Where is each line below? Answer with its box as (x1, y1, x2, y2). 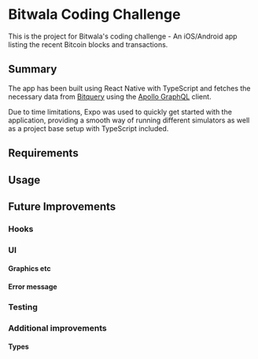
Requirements (8, 147, 79, 160)
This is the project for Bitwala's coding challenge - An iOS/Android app (8, 31, 238, 41)
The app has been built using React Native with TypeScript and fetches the (8, 83, 251, 93)
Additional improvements (8, 322, 108, 333)
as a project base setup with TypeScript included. (8, 123, 169, 133)
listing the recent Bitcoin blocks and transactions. (8, 39, 168, 49)
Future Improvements (8, 200, 116, 213)
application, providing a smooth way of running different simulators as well (8, 115, 250, 125)
